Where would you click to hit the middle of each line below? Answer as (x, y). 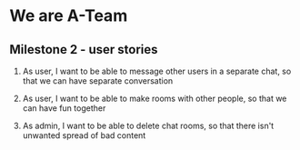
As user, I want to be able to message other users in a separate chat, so (157, 71)
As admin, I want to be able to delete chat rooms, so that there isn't (148, 125)
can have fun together (64, 108)
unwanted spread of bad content (84, 135)
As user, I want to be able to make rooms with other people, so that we (155, 98)
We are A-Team (69, 16)
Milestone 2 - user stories (84, 50)
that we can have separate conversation (98, 81)
